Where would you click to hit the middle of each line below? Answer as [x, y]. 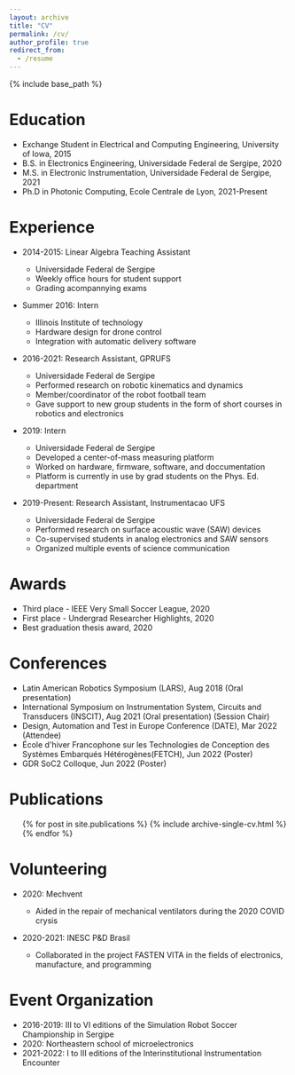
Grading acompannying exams [91, 288]
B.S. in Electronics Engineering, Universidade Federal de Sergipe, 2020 [151, 163]
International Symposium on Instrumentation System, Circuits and [142, 707]
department [57, 486]
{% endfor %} [47, 833]
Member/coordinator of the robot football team [120, 394]
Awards [38, 585]
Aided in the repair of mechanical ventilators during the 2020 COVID [160, 911]
